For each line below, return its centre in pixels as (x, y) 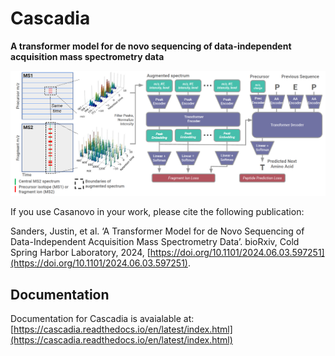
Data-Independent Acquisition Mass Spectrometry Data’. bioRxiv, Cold (155, 242)
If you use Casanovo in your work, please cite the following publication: (157, 212)
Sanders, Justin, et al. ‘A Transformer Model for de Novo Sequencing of (157, 231)
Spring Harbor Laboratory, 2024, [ (80, 253)
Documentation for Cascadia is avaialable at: (102, 319)
